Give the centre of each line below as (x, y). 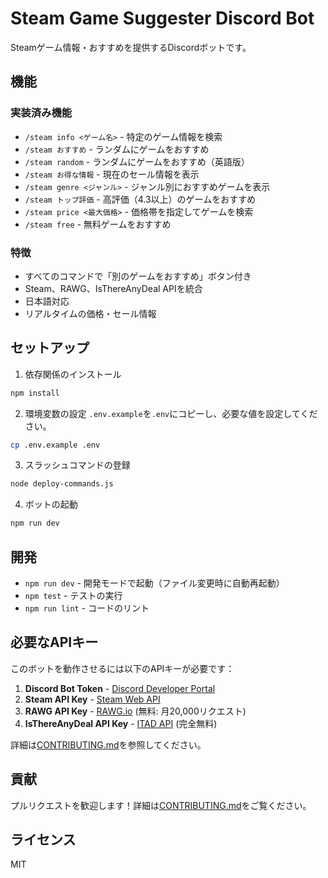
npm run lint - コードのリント (87, 608)
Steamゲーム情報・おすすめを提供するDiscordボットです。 (131, 47)
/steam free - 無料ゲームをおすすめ (98, 224)
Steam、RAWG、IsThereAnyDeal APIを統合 (113, 288)
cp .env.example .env (55, 445)
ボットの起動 (51, 504)
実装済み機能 (41, 113)
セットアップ (50, 348)
